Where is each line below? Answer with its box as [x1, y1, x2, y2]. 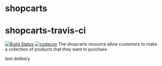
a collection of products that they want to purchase [5, 47, 108, 52]
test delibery [5, 56, 31, 62]
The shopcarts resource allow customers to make [58, 41, 158, 47]
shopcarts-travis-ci [5, 25, 86, 36]
